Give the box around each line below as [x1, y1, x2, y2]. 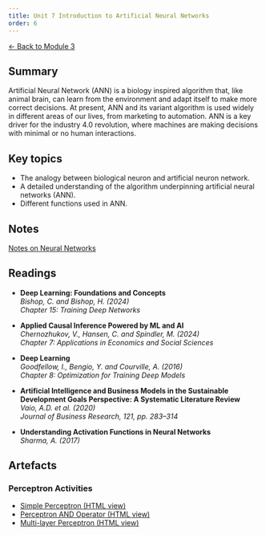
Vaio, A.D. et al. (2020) [19, 402, 96, 412]
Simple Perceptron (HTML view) [19, 501, 127, 511]
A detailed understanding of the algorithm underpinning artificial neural [19, 182, 255, 191]
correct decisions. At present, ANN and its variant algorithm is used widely [8, 103, 255, 112]
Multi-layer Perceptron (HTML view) [19, 518, 139, 528]
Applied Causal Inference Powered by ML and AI [19, 321, 184, 330]
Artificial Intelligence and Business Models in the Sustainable [19, 386, 229, 395]
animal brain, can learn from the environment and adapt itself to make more [8, 94, 258, 104]
